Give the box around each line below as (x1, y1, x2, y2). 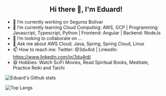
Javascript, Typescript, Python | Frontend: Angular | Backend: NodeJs (12, 29, 161, 36)
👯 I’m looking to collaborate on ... (12, 35, 82, 41)
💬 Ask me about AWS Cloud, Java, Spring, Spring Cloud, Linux (12, 41, 144, 47)
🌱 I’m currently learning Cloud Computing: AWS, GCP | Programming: (12, 24, 159, 30)
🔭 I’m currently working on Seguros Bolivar (12, 18, 103, 25)
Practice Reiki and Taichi (12, 65, 65, 71)
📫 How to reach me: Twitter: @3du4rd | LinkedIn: (12, 46, 118, 52)
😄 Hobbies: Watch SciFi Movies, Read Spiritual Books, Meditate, (12, 59, 150, 65)
